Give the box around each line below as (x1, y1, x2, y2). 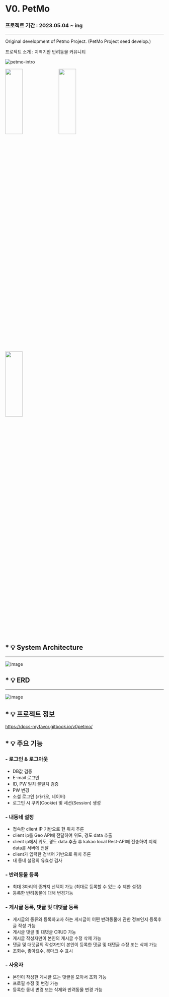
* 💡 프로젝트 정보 (5, 710, 55, 718)
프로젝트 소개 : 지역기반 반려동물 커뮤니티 (5, 49, 86, 55)
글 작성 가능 (12, 922, 36, 928)
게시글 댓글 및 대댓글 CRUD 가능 (12, 928, 76, 935)
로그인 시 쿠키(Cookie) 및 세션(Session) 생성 (12, 799, 101, 805)
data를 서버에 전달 (12, 845, 49, 851)
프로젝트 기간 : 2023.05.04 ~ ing (5, 22, 83, 29)
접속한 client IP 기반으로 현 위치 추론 (12, 826, 84, 832)
